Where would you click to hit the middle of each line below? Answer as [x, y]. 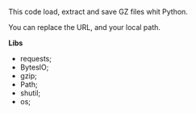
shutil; [30, 93]
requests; [36, 59]
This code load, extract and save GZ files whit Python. [98, 12]
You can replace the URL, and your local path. [85, 27]
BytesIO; [34, 67]
